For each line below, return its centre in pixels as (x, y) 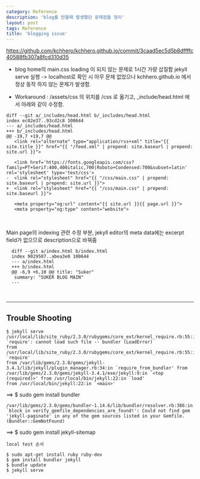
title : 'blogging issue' (37, 34)
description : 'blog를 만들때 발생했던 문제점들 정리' (65, 17)
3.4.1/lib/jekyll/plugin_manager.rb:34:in (60, 368)
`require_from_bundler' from (151, 368)
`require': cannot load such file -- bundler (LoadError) (79, 342)
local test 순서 (25, 444)
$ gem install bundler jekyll (44, 460)
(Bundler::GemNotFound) (36, 421)
